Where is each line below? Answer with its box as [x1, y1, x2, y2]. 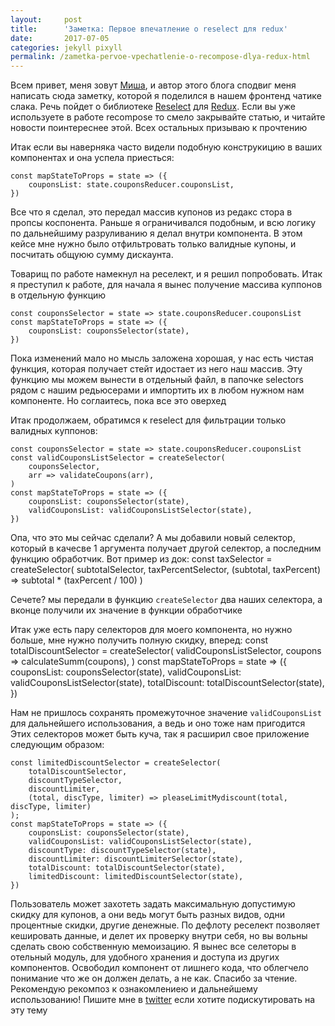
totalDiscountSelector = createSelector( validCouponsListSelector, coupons [10, 645, 322, 657]
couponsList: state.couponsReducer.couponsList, [28, 180, 235, 190]
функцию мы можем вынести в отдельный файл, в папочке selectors [10, 374, 304, 386]
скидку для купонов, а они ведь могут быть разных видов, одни [10, 909, 285, 921]
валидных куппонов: [10, 425, 98, 437]
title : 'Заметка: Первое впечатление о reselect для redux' [10, 24, 288, 34]
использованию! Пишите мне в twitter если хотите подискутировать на [10, 994, 316, 1006]
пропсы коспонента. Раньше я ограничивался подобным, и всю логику [10, 217, 317, 229]
